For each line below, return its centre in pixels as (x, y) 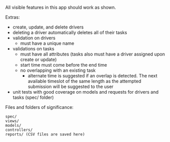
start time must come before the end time (64, 65)
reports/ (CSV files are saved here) (45, 134)
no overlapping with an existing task (58, 70)
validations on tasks (33, 49)
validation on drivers (34, 38)
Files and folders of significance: (39, 107)
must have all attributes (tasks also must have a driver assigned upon (93, 54)
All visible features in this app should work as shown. (61, 7)
